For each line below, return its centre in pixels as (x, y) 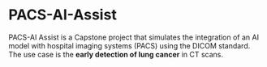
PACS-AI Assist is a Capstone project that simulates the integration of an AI (134, 37)
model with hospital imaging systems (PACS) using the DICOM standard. (129, 45)
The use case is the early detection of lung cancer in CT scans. (116, 54)
